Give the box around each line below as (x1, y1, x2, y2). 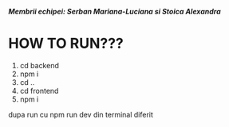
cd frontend (19, 86, 59, 95)
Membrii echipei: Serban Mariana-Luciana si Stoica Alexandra (8, 7, 221, 16)
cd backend (19, 60, 60, 70)
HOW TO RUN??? (8, 35, 124, 52)
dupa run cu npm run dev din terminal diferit (8, 110, 154, 119)
